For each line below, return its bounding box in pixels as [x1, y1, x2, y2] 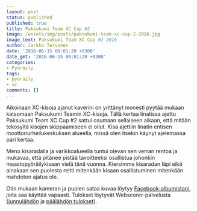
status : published [6, 14, 52, 20]
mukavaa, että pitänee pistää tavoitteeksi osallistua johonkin [6, 154, 155, 161]
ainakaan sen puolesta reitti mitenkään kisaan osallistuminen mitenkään [6, 166, 184, 174]
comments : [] [6, 87, 39, 93]
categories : [6, 59, 36, 65]
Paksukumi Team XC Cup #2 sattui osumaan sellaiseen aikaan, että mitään [6, 116, 191, 124]
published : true [6, 20, 47, 26]
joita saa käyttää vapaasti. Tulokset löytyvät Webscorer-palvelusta [6, 191, 171, 198]
